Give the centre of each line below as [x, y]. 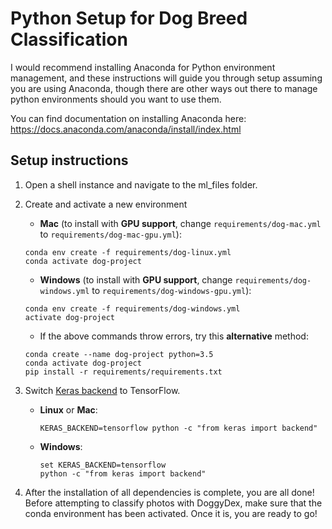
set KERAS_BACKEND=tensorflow [103, 465]
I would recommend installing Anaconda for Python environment [143, 67]
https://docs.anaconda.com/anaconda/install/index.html [126, 129]
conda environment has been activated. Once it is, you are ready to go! [171, 513]
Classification [69, 39]
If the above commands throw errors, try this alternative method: [174, 336]
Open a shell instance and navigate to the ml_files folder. [141, 184]
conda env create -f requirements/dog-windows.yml [132, 308]
